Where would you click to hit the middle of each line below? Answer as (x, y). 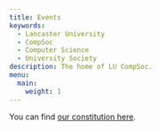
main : (28, 83)
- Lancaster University (61, 34)
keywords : (28, 26)
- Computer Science (53, 50)
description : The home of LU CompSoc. (81, 67)
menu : (19, 75)
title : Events (36, 17)
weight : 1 (44, 91)
